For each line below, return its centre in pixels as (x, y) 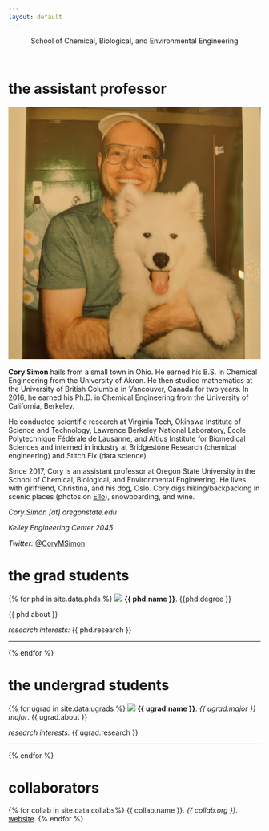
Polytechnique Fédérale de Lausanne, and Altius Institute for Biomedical (127, 439)
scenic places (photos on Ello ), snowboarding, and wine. (102, 497)
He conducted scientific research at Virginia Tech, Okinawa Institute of (125, 422)
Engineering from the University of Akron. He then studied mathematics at (130, 381)
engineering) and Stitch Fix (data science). (78, 456)
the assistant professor (87, 89)
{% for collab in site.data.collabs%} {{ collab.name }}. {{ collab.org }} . (123, 810)
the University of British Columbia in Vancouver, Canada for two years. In (129, 389)
